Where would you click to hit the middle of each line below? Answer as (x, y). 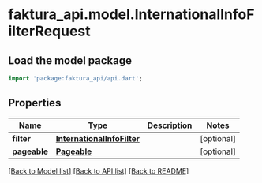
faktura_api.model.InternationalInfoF (131, 15)
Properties (35, 103)
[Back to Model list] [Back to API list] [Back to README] (99, 170)
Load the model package (70, 60)
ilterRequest (49, 31)
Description (170, 125)
